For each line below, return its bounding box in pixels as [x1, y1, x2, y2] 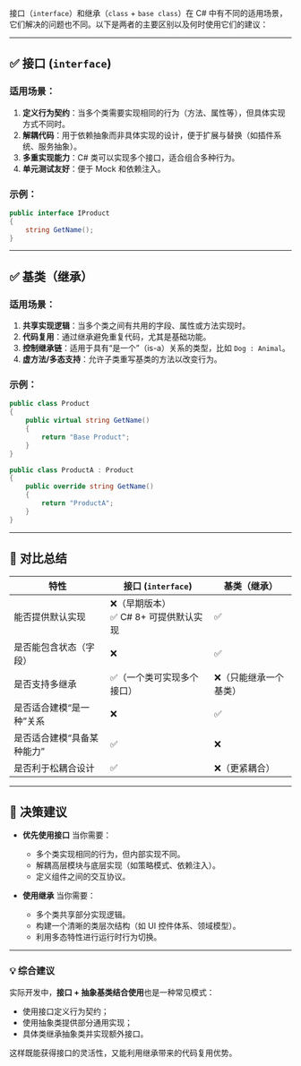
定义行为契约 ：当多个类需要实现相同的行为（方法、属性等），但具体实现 [21, 107, 286, 118]
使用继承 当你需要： [21, 890, 96, 901]
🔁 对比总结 [9, 551, 67, 566]
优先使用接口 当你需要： [21, 830, 112, 840]
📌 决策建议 [9, 804, 67, 820]
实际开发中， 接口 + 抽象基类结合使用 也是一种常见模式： [9, 986, 215, 997]
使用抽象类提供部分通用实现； [21, 1017, 133, 1027]
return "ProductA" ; [41, 499, 115, 508]
